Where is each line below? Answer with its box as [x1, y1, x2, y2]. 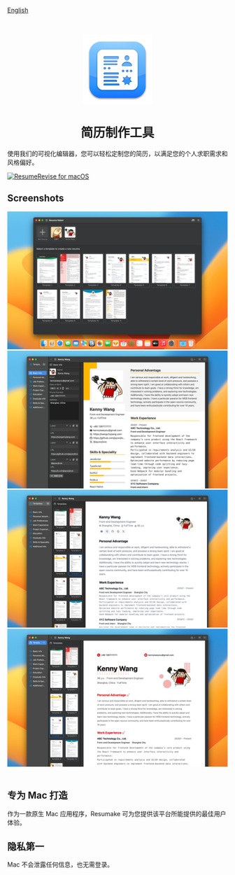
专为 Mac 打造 [7, 790, 69, 801]
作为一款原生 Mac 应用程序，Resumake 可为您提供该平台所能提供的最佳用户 [7, 809, 227, 818]
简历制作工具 [80, 125, 155, 141]
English [7, 6, 29, 14]
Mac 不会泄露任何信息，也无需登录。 [7, 860, 114, 869]
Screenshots [7, 192, 64, 204]
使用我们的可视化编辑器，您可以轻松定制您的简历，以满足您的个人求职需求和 [7, 149, 228, 157]
